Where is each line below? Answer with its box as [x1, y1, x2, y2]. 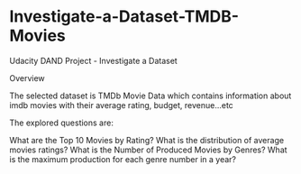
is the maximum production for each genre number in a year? [9, 153, 237, 164]
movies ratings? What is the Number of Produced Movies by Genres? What [9, 144, 287, 155]
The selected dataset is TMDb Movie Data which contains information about [9, 90, 292, 101]
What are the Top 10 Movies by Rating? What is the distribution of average [9, 134, 285, 145]
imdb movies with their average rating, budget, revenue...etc [9, 99, 234, 110]
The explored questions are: [9, 117, 114, 128]
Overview [9, 72, 45, 83]
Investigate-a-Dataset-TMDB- [9, 6, 240, 27]
